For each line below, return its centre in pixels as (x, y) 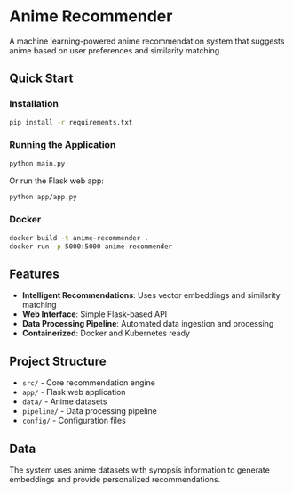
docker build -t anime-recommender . (79, 238)
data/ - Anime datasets (64, 401)
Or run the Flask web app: (57, 181)
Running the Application (63, 145)
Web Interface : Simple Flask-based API (95, 314)
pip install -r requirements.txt (71, 122)
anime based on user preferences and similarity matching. (115, 50)
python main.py (37, 163)
